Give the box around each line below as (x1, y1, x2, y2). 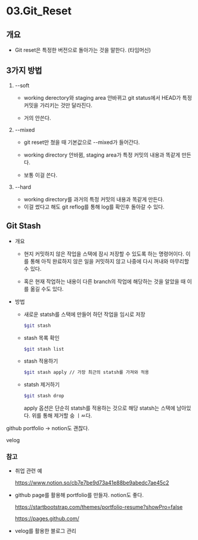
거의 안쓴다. (23, 114, 51, 121)
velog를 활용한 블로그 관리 (14, 527, 76, 535)
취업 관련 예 (14, 467, 43, 474)
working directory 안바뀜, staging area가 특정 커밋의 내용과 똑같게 (23, 151, 181, 158)
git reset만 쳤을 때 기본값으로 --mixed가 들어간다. (23, 139, 140, 146)
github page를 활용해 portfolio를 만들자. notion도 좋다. (14, 492, 144, 499)
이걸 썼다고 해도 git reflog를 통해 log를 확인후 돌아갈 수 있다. (23, 203, 165, 210)
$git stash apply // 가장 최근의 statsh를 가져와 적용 (23, 369, 149, 376)
